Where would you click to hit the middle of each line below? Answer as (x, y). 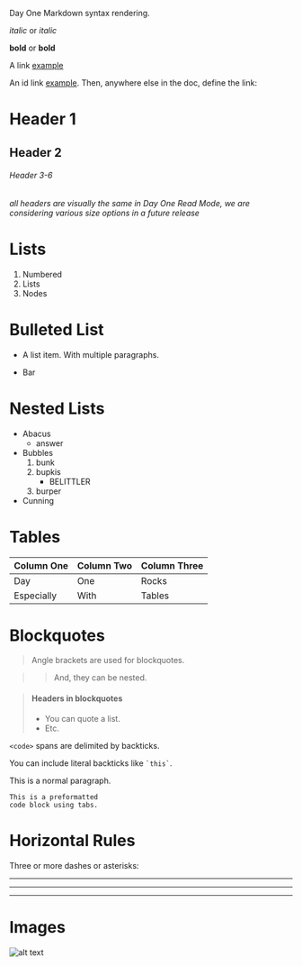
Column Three (172, 565)
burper (48, 491)
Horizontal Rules (72, 840)
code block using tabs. (54, 805)
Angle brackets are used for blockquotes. (108, 661)
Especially (36, 596)
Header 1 (43, 119)
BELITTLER (70, 481)
